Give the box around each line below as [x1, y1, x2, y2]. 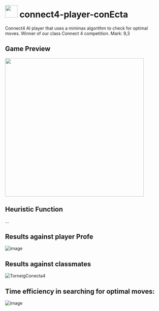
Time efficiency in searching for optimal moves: [5, 287, 155, 295]
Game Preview [5, 45, 51, 53]
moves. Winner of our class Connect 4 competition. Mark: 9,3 [5, 30, 130, 36]
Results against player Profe [5, 232, 94, 241]
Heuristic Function [5, 205, 63, 214]
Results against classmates [5, 260, 91, 268]
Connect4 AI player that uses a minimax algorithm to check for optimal [5, 25, 148, 31]
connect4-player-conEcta [19, 9, 128, 20]
